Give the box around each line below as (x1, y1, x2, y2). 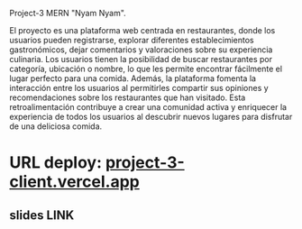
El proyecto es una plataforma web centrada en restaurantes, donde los (9, 25, 276, 35)
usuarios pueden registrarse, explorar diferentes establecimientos (9, 35, 254, 45)
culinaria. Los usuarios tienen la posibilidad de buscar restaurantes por (9, 54, 273, 64)
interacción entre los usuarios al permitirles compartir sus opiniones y (9, 83, 269, 93)
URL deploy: (9, 152, 102, 173)
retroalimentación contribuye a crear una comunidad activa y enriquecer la (9, 102, 287, 112)
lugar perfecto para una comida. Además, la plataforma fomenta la (9, 73, 257, 84)
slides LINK (9, 207, 75, 223)
